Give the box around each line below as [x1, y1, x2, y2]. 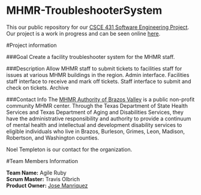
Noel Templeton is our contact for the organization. [6, 146, 133, 153]
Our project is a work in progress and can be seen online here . [6, 29, 161, 37]
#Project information [6, 42, 57, 49]
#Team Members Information [6, 157, 79, 164]
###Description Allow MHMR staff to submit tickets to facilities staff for [6, 64, 182, 72]
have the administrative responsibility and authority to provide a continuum [6, 115, 191, 122]
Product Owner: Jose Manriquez [6, 182, 88, 189]
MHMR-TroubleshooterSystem [6, 4, 163, 17]
